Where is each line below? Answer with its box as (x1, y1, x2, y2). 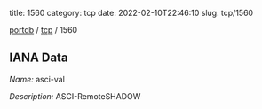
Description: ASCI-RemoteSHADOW (9, 90, 141, 101)
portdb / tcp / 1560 (9, 25, 78, 35)
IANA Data (9, 51, 68, 66)
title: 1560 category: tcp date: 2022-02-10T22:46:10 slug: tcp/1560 (9, 8, 254, 18)
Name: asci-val (9, 74, 65, 84)
